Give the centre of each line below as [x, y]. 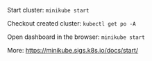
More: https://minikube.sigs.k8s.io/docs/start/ [73, 50]
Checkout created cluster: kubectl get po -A [72, 23]
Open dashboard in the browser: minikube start [76, 37]
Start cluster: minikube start [48, 10]
